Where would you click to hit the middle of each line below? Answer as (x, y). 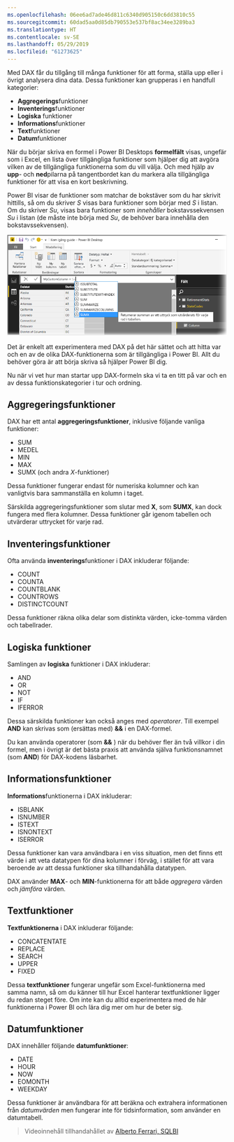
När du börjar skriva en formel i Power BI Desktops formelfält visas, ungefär (117, 152)
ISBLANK (30, 809)
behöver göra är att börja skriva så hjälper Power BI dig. (87, 362)
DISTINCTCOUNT (43, 604)
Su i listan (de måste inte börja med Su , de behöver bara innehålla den (108, 218)
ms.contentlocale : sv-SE (43, 37)
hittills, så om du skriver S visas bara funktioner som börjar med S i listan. (113, 203)
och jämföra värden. (37, 889)
